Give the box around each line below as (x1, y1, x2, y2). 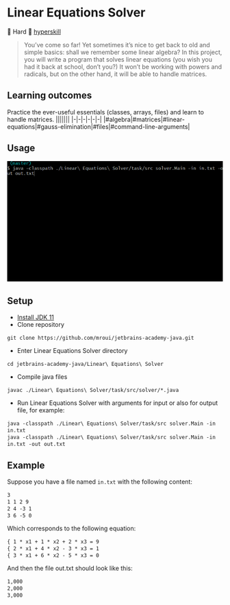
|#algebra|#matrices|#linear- (103, 115, 185, 123)
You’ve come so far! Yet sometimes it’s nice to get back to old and (23, 40, 210, 49)
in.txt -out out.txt (7, 441, 66, 448)
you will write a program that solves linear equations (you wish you (23, 55, 212, 63)
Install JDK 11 (16, 313, 55, 321)
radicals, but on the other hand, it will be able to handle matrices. (23, 70, 207, 78)
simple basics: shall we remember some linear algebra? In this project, (23, 48, 222, 56)
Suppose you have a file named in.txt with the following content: (7, 478, 193, 486)
